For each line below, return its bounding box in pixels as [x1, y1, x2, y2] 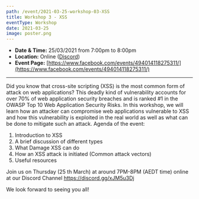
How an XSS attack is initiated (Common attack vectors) [14, 151, 152, 158]
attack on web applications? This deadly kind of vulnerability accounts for [6, 89, 187, 96]
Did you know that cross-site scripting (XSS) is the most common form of [6, 83, 185, 90]
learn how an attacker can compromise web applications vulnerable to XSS [6, 107, 190, 115]
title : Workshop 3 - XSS [6, 14, 68, 20]
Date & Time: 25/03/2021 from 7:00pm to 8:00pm [14, 47, 136, 54]
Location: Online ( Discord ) [14, 53, 80, 60]
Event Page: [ [14, 60, 49, 67]
